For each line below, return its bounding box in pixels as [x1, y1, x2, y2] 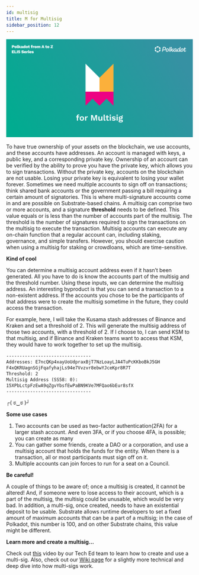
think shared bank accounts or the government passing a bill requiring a [6, 187, 182, 194]
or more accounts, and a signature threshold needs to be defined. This [6, 206, 179, 213]
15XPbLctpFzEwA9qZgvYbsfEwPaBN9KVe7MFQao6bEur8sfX [6, 382, 134, 389]
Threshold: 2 [6, 370, 38, 377]
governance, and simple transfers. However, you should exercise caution [6, 237, 184, 244]
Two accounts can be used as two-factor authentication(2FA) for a [14, 422, 178, 429]
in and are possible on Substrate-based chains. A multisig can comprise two [6, 199, 192, 206]
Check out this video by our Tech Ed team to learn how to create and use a [6, 550, 189, 557]
